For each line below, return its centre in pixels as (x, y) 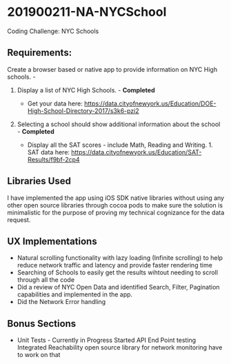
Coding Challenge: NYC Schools (53, 31)
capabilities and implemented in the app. (75, 294)
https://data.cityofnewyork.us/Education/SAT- (137, 152)
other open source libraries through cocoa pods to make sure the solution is (115, 205)
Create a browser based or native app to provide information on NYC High (112, 69)
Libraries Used (39, 181)
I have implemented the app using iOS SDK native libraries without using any (116, 198)
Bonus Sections (42, 324)
